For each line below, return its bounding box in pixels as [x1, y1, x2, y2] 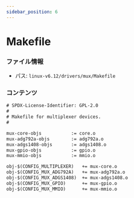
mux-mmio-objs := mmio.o [6, 153, 96, 159]
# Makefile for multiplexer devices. [6, 114, 101, 120]
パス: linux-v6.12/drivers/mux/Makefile [14, 72, 116, 79]
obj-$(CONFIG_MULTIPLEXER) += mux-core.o [6, 164, 118, 170]
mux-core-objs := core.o [6, 130, 96, 136]
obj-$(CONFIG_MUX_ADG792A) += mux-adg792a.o [6, 169, 126, 175]
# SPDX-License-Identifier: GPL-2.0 [6, 103, 98, 109]
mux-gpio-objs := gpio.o [6, 147, 96, 153]
